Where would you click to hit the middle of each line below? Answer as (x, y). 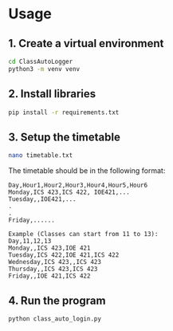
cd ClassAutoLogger (41, 61)
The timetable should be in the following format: (87, 171)
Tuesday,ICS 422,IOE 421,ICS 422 (64, 255)
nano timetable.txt (41, 156)
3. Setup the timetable (65, 137)
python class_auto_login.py (55, 319)
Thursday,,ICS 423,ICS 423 (53, 269)
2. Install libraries (52, 94)
